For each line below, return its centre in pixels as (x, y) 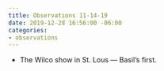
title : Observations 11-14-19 (58, 15)
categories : (28, 30)
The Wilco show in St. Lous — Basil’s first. (88, 60)
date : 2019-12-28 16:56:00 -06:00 (65, 23)
